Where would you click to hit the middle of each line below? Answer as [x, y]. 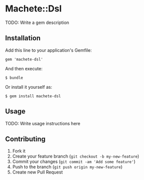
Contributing [25, 139]
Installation [23, 38]
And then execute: [24, 68]
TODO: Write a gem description [37, 22]
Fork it [19, 151]
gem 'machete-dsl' [24, 59]
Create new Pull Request [37, 172]
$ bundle [14, 78]
